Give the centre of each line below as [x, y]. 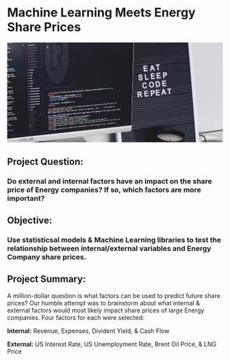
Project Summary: [47, 279]
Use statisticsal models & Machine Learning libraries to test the [114, 240]
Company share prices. [47, 257]
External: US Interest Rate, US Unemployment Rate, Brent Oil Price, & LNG [112, 344]
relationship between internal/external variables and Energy [109, 249]
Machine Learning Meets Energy [102, 13]
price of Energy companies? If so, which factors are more [104, 190]
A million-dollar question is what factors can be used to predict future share [114, 295]
